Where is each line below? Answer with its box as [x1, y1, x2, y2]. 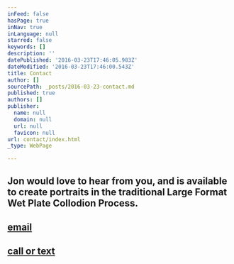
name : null [13, 109, 46, 116]
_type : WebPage [7, 143, 52, 150]
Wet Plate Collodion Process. [7, 197, 138, 209]
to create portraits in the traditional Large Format [7, 186, 228, 198]
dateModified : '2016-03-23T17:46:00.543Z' [7, 63, 135, 70]
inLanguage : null [7, 30, 59, 38]
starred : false [7, 37, 52, 44]
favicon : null [13, 129, 55, 136]
